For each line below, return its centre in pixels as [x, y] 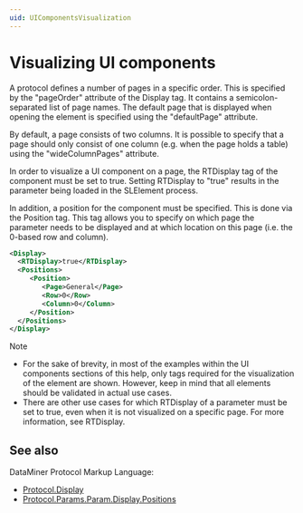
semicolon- [257, 97]
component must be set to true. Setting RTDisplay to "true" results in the [144, 180]
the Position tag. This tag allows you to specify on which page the [132, 218]
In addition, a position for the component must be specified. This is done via [151, 208]
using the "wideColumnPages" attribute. [85, 153]
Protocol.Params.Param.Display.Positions [99, 499]
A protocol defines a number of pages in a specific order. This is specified [147, 88]
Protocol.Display [53, 489]
